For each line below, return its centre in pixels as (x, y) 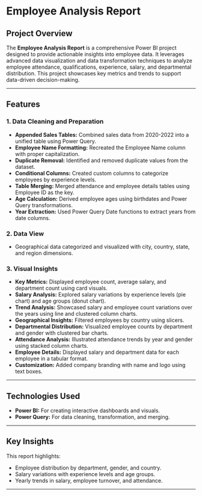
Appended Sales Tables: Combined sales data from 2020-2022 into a (102, 134)
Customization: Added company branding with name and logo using (100, 365)
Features (23, 105)
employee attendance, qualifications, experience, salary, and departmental (99, 67)
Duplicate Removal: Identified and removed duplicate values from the (101, 160)
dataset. (25, 166)
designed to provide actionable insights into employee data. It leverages (95, 54)
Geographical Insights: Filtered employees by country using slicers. (99, 320)
